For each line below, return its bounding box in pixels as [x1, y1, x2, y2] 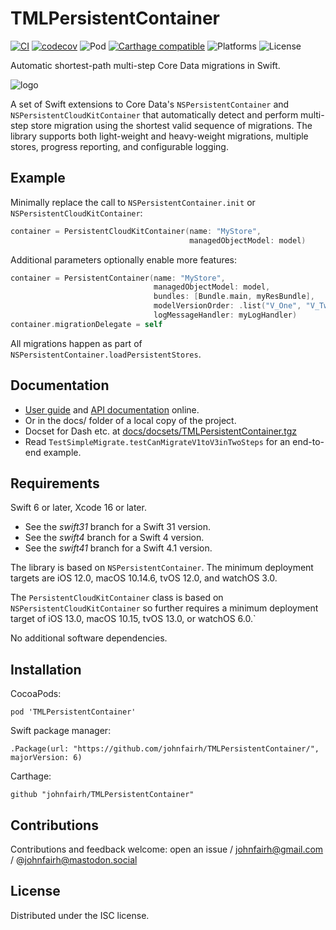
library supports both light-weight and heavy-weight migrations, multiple [10, 130, 309, 142]
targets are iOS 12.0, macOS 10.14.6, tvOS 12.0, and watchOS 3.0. [10, 572, 278, 584]
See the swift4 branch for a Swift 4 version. [24, 532, 205, 544]
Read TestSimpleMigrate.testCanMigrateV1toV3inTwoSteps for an [24, 435, 291, 447]
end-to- [292, 435, 325, 447]
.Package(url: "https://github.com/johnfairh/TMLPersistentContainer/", [10, 744, 320, 754]
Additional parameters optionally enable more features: [10, 253, 238, 266]
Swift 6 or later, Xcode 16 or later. [10, 502, 147, 514]
